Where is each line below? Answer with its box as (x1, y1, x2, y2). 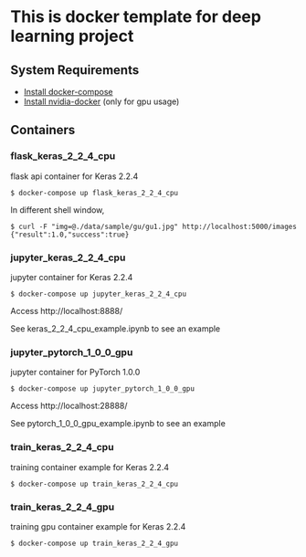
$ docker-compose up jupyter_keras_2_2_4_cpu (10, 289, 186, 299)
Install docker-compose (23, 87, 113, 97)
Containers (10, 122, 76, 138)
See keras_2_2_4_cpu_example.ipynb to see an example (10, 322, 221, 334)
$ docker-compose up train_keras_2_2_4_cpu (10, 479, 179, 489)
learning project (10, 26, 134, 47)
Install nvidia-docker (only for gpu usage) (23, 96, 180, 107)
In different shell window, (10, 204, 105, 215)
